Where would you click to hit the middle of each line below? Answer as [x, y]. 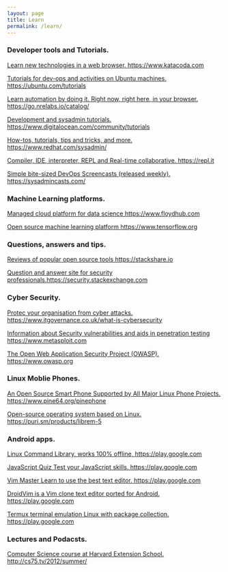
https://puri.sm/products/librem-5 [55, 421]
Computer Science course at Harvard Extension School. [86, 554]
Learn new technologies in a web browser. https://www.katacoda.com [106, 65]
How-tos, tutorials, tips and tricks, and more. [70, 140]
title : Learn [26, 20]
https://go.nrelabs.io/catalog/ [48, 106]
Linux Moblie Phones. [44, 378]
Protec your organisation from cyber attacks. [70, 313]
